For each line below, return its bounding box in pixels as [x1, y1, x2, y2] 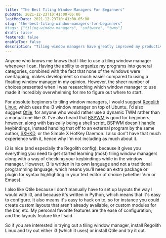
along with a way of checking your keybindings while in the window [5, 155, 143, 161]
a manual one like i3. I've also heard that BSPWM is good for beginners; [5, 114, 151, 120]
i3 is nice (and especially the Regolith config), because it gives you [5, 145, 141, 151]
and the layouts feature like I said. [5, 212, 74, 218]
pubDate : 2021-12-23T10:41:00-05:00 [5, 12, 81, 17]
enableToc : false [5, 40, 41, 45]
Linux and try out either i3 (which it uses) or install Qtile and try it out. [5, 227, 146, 233]
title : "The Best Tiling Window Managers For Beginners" [5, 7, 125, 12]
